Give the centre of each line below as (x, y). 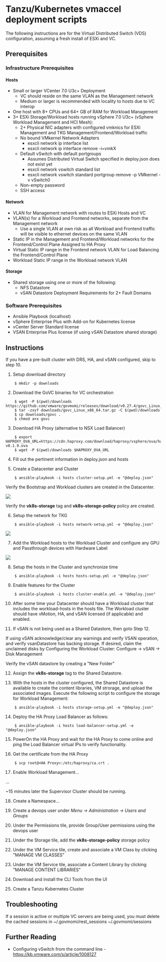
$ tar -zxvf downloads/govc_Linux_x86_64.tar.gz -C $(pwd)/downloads (87, 410)
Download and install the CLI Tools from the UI (60, 879)
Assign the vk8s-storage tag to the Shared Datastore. (67, 673)
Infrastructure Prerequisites (40, 68)
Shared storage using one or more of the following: (64, 282)
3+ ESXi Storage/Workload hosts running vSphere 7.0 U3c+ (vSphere (83, 117)
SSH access (32, 191)
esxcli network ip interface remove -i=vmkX (72, 149)
